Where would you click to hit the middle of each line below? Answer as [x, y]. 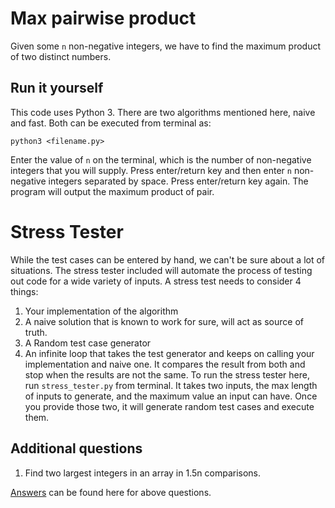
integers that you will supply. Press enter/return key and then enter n [151, 170]
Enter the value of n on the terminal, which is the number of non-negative [161, 159]
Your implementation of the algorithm [101, 311]
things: [24, 291]
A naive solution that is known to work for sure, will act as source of [164, 321]
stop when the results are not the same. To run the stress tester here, [167, 374]
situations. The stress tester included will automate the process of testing [161, 270]
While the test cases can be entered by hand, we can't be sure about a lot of [168, 259]
